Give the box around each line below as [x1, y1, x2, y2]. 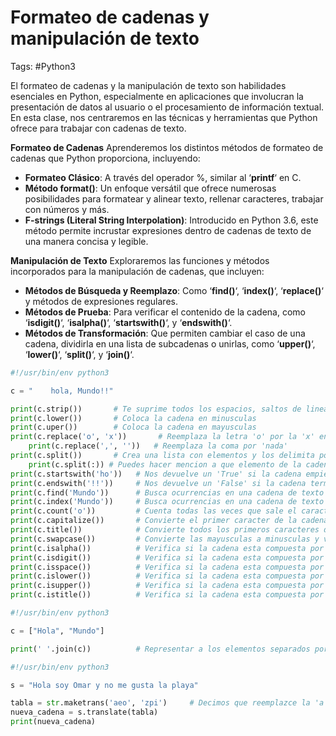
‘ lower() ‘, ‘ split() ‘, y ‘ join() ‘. [24, 348, 135, 360]
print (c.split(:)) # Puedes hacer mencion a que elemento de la [28, 459, 302, 470]
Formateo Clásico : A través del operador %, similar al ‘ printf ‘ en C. [24, 171, 302, 183]
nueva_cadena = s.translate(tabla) [10, 707, 159, 718]
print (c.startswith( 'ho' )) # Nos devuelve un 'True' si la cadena [10, 469, 302, 479]
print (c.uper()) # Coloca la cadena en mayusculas [10, 422, 257, 433]
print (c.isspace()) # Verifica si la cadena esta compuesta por [10, 562, 325, 572]
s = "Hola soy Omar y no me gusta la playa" [10, 680, 199, 690]
